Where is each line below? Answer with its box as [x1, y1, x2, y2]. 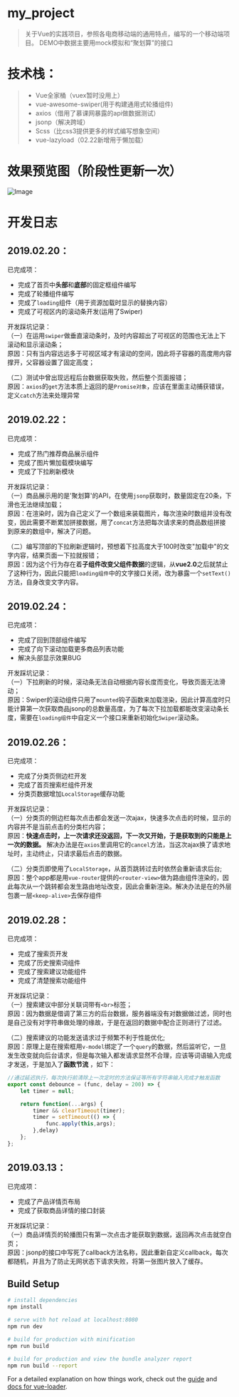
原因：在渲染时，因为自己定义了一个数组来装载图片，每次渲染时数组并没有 [7, 508, 225, 518]
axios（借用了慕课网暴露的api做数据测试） [35, 108, 160, 117]
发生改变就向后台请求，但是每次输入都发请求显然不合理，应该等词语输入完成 [7, 1051, 232, 1060]
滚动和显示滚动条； [7, 340, 64, 349]
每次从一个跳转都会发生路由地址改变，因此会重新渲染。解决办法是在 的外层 [13, 882, 232, 891]
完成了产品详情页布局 [17, 1197, 80, 1206]
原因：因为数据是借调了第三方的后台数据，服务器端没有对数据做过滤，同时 [7, 1009, 225, 1018]
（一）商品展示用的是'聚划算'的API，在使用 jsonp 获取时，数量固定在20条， [7, 491, 225, 500]
